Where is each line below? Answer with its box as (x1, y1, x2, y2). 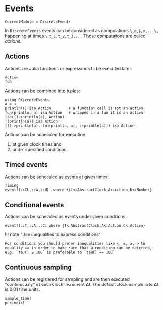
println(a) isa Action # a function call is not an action (5, 106, 143, 111)
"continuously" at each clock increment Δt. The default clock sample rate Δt (5, 282, 158, 287)
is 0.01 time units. (5, 286, 40, 292)
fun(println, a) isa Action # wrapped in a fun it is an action (5, 110, 143, 115)
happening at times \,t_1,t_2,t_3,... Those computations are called (5, 33, 146, 39)
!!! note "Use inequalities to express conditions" (5, 232, 101, 238)
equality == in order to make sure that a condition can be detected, (5, 246, 152, 251)
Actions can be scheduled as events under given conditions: (5, 214, 127, 220)
